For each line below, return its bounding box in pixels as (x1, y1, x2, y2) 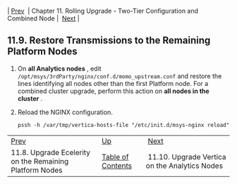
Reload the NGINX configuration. (17, 108, 113, 116)
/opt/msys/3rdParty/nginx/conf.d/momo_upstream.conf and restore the (17, 71, 222, 80)
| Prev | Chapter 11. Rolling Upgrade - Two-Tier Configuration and (7, 7, 199, 15)
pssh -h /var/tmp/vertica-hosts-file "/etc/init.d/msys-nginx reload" (17, 121, 230, 128)
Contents (102, 161, 133, 171)
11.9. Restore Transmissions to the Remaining (7, 35, 211, 47)
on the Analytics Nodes (145, 161, 224, 171)
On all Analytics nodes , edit (17, 64, 102, 73)
